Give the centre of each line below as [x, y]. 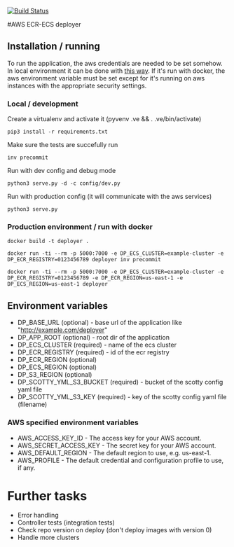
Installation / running [54, 47]
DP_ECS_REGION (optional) [57, 367]
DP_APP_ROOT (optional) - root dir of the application [94, 338]
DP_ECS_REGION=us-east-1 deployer [58, 284]
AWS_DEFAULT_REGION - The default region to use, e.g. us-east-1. [114, 452]
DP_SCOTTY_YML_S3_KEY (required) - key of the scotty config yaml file [122, 397]
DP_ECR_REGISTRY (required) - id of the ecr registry [93, 352]
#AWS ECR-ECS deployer [44, 24]
